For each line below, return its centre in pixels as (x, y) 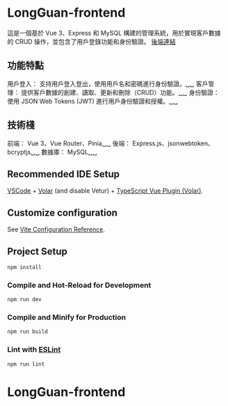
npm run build (28, 332)
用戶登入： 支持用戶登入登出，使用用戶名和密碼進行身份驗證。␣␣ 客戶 (108, 83)
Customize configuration (63, 212)
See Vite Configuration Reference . (56, 229)
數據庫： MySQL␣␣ (69, 152)
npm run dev (24, 300)
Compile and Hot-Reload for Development (79, 285)
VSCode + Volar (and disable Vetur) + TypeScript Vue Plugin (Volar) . (105, 191)
